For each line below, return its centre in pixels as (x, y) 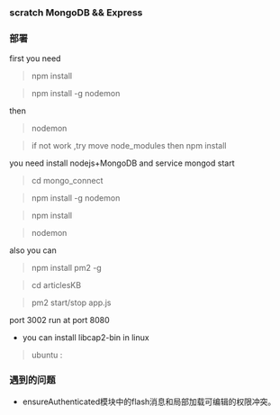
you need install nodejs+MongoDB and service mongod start (122, 163)
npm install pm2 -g (66, 268)
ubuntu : (47, 355)
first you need (35, 59)
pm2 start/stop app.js (71, 302)
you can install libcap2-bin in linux (86, 338)
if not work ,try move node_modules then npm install (129, 146)
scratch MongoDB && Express (76, 13)
